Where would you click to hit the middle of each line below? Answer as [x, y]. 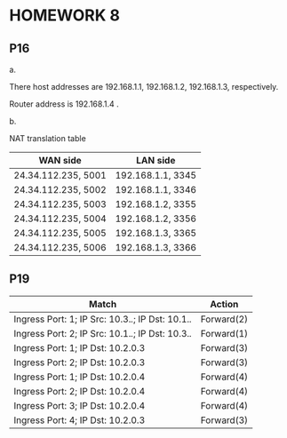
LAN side [156, 160]
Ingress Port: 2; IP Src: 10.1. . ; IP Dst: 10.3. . [103, 333]
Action [224, 304]
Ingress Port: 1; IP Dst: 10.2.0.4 [80, 377]
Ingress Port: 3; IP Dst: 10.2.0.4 [80, 405]
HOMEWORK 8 [64, 16]
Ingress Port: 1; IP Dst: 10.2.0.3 [80, 347]
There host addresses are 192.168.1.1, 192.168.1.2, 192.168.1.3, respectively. [144, 87]
